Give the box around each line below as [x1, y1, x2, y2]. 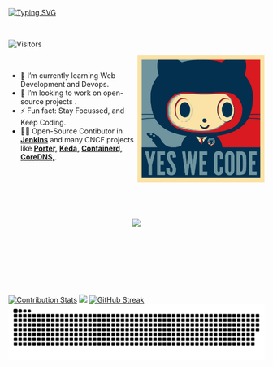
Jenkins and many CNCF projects [19, 135, 134, 144]
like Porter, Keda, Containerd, [19, 143, 123, 153]
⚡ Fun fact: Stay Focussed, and [19, 106, 125, 116]
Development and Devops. [19, 80, 110, 89]
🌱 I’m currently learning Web [19, 71, 116, 81]
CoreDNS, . [19, 152, 58, 162]
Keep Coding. [19, 118, 67, 127]
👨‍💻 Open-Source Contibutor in [19, 126, 123, 136]
